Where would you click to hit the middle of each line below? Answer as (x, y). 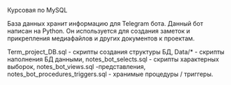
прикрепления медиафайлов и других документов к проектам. (101, 38)
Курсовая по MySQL (37, 10)
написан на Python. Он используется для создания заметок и (98, 31)
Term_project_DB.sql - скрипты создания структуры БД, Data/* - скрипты (116, 52)
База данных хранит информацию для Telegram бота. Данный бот (105, 23)
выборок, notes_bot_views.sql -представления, (77, 67)
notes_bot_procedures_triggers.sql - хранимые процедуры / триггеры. (110, 74)
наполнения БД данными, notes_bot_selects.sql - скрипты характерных (113, 59)
